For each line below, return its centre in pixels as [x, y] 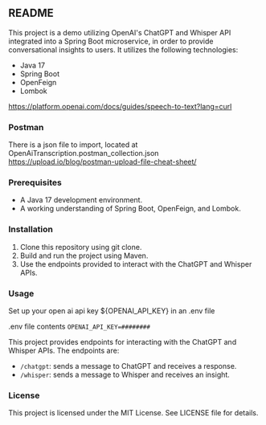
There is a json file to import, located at [73, 145]
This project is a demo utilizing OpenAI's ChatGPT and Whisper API [120, 32]
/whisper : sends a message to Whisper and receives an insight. [125, 374]
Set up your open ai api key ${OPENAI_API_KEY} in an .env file [112, 311]
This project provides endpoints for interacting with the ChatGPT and [123, 342]
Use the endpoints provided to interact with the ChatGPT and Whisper [136, 264]
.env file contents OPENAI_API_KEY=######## [80, 326]
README [31, 13]
